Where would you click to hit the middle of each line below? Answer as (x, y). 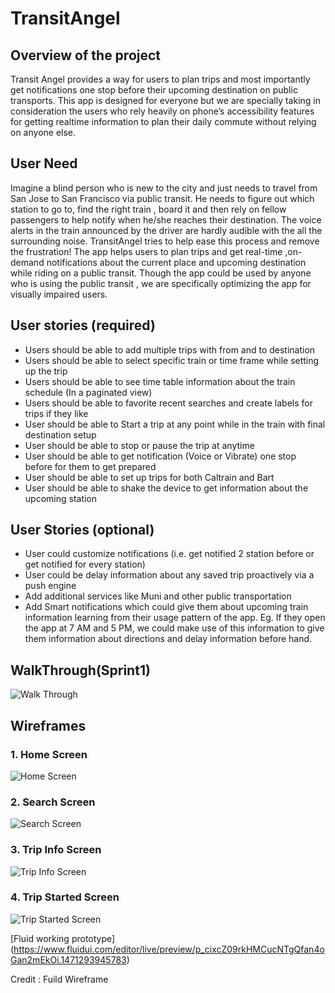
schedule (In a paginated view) (88, 392)
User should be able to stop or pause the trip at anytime (139, 445)
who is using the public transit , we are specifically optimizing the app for (161, 283)
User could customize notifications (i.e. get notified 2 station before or (169, 554)
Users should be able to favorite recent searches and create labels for (168, 403)
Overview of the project (86, 55)
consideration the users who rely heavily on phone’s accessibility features (162, 111)
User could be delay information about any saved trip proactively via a (169, 575)
